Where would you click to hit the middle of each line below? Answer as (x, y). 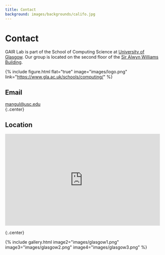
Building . (14, 62)
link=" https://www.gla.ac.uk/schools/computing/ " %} (59, 77)
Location (19, 125)
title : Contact (21, 10)
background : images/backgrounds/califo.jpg (50, 14)
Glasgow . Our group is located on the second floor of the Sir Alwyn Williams (82, 57)
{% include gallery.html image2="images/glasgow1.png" (62, 242)
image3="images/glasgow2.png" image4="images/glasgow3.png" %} (76, 247)
